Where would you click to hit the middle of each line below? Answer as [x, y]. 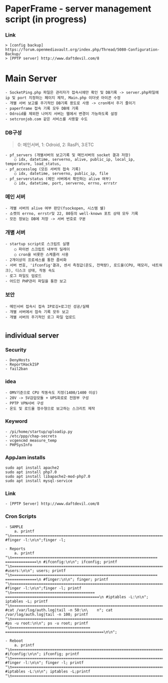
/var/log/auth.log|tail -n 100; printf [47, 614]
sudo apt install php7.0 [31, 472]
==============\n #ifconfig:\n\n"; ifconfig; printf [61, 562]
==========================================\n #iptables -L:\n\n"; [77, 597]
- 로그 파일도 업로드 [23, 276]
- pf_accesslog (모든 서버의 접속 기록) [43, 169]
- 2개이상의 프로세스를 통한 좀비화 [36, 260]
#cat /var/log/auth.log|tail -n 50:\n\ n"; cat [59, 610]
